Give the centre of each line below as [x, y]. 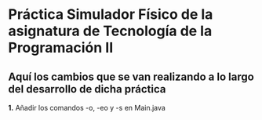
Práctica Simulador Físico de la [111, 15]
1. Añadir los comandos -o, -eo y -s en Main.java [87, 108]
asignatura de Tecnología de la [110, 31]
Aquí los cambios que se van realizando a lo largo [131, 76]
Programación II [61, 48]
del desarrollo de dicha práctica [87, 89]
